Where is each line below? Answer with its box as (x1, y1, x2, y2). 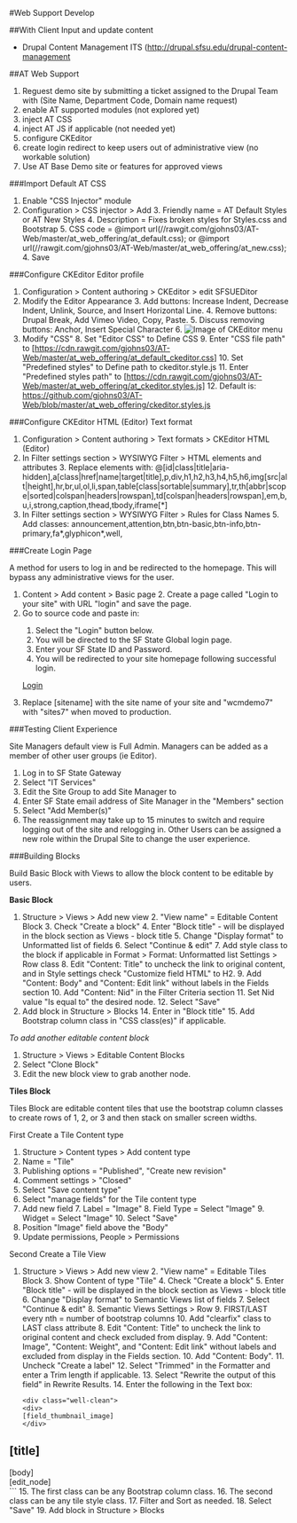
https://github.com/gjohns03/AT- (21, 390, 144, 400)
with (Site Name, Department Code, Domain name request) (21, 95, 238, 106)
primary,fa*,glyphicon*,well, (21, 528, 123, 538)
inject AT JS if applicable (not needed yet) (21, 123, 176, 134)
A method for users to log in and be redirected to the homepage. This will (9, 562, 277, 573)
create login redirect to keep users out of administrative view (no (21, 142, 259, 153)
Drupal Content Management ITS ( (21, 42, 148, 52)
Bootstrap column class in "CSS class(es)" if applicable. (21, 1016, 227, 1025)
